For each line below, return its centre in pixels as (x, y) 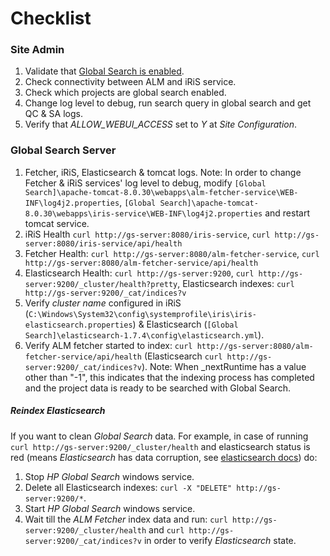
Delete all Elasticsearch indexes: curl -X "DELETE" (128, 487)
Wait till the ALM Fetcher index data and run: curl (126, 519)
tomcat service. (57, 223)
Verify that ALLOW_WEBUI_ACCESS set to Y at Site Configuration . (161, 124)
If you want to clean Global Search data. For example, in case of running (159, 436)
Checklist (51, 18)
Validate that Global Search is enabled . (104, 71)
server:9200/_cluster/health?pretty (101, 284)
